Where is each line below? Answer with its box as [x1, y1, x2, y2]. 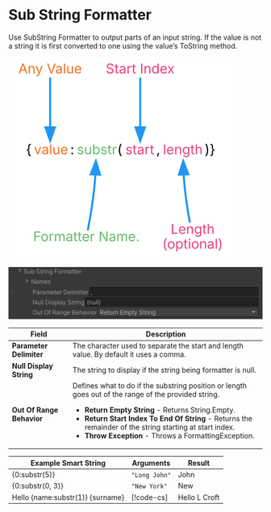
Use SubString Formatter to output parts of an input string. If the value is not [8, 32, 262, 42]
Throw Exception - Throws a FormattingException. [84, 430, 255, 440]
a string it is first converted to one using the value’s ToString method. [8, 40, 238, 50]
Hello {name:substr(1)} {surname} [11, 492, 125, 502]
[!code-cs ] [131, 492, 169, 502]
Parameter [11, 341, 48, 351]
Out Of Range [11, 404, 59, 414]
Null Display [11, 361, 54, 370]
